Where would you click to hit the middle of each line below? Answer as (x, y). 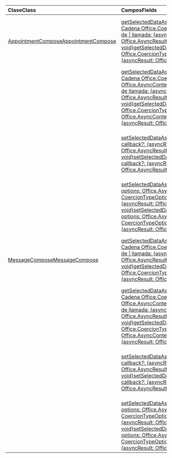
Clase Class (22, 10)
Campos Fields (139, 10)
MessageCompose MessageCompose (53, 260)
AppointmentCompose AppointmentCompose (62, 41)
